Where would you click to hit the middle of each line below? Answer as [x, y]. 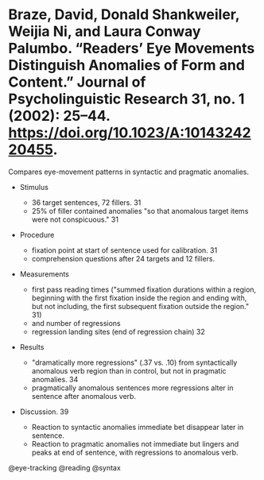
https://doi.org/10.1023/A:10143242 [130, 133]
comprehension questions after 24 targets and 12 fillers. [123, 258]
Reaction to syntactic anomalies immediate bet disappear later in [138, 427]
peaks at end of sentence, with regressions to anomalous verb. [135, 452]
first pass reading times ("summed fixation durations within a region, [144, 289]
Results [32, 346]
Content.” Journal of [77, 82]
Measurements [45, 274]
